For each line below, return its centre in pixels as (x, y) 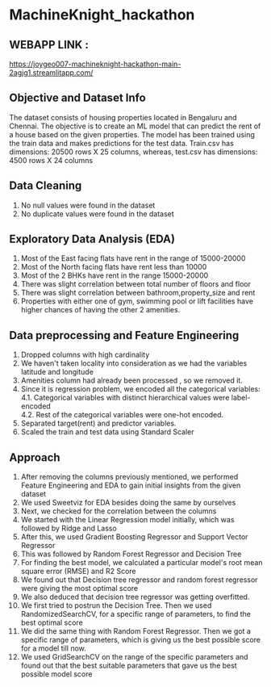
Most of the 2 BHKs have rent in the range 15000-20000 (115, 275)
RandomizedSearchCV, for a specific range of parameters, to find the (136, 614)
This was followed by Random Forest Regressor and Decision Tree (131, 554)
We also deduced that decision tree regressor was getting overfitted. (135, 597)
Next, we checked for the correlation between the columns (119, 511)
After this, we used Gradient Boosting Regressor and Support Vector (134, 537)
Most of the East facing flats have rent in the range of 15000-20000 (133, 258)
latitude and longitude (57, 372)
